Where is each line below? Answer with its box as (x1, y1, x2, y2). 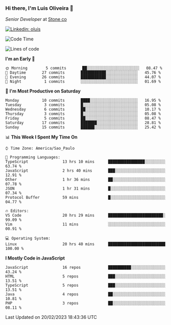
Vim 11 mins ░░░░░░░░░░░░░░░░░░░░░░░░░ (5, 222, 166, 227)
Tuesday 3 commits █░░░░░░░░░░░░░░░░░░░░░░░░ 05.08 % (5, 102, 161, 108)
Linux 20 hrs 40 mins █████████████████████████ (5, 242, 166, 247)
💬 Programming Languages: (5, 155, 60, 160)
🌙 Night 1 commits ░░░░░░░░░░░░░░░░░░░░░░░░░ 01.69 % (5, 79, 161, 84)
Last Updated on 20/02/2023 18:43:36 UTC (5, 314, 97, 320)
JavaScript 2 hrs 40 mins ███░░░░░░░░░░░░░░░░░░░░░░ (5, 168, 166, 173)
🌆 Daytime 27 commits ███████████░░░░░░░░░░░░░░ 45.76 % (5, 70, 161, 76)
